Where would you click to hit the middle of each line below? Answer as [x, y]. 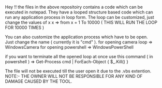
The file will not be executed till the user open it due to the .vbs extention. [78, 71]
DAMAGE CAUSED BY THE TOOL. [39, 81]
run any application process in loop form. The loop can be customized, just [80, 17]
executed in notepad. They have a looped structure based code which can [79, 12]
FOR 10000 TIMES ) [25, 28]
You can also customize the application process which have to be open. [77, 37]
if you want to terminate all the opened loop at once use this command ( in [79, 57]
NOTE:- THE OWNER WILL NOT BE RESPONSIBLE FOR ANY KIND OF [74, 76]
